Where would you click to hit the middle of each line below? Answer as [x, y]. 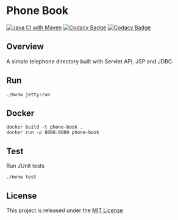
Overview [25, 47]
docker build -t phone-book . [45, 127]
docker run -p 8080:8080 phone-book [53, 133]
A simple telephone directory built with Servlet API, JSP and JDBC [89, 61]
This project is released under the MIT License [65, 210]
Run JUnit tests [25, 166]
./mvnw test [21, 177]
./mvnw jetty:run [28, 94]
